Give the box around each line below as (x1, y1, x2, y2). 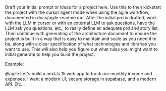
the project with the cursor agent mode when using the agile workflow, (5, 9, 150, 15)
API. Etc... (5, 81, 25, 87)
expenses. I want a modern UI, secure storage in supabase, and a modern (5, 76, 156, 82)
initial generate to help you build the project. (5, 51, 95, 57)
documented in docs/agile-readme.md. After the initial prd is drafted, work (5, 15, 157, 20)
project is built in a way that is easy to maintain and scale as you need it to (5, 36, 157, 42)
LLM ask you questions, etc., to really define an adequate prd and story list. (5, 25, 159, 31)
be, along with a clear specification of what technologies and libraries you (5, 41, 156, 46)
